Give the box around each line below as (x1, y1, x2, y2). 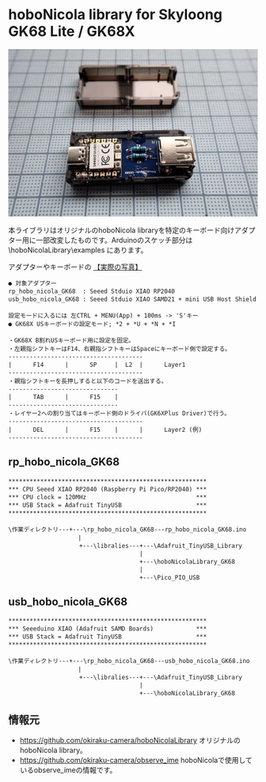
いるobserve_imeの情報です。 (19, 765, 117, 775)
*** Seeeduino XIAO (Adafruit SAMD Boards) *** (8, 625, 207, 633)
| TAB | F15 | (8, 393, 119, 401)
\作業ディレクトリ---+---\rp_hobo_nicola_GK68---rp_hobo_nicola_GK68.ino (8, 526, 247, 534)
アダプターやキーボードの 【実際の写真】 (8, 262, 142, 272)
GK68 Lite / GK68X (8, 22, 136, 40)
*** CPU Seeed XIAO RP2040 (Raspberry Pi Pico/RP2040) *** (8, 485, 207, 493)
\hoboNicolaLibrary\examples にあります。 (8, 245, 148, 255)
